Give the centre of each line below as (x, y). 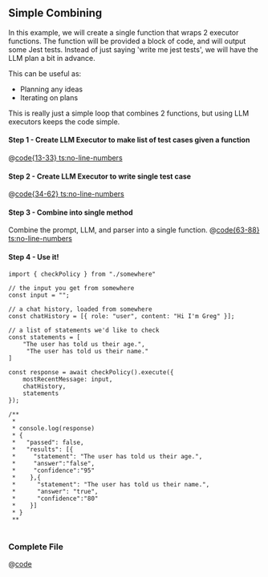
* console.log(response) (53, 428)
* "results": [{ (43, 449)
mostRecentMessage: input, (68, 379)
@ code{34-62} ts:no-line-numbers (66, 194)
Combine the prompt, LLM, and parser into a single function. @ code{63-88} (134, 230)
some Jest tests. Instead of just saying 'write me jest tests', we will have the (133, 49)
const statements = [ (45, 337)
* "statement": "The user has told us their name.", (111, 484)
